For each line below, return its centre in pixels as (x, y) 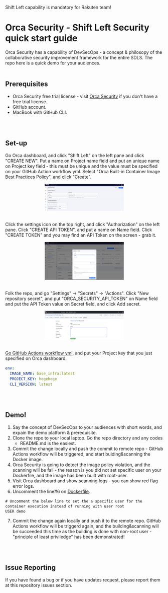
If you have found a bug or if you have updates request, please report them (83, 580)
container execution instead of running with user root (65, 506)
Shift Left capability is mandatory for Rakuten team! (58, 7)
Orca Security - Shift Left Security (77, 28)
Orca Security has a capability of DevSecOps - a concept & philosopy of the (84, 52)
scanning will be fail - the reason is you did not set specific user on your (87, 470)
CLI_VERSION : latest (31, 385)
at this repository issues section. (39, 585)
